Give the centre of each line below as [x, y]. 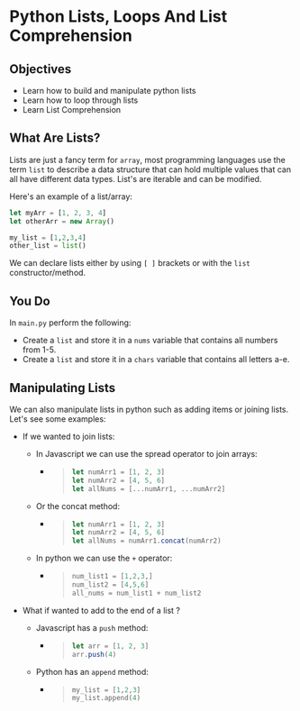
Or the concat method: [77, 506]
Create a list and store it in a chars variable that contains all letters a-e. [156, 360]
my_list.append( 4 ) [106, 698]
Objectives [41, 69]
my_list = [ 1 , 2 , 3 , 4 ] [48, 237]
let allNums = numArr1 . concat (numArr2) [147, 541]
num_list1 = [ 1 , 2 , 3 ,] [112, 577]
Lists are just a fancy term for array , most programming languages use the [148, 160]
